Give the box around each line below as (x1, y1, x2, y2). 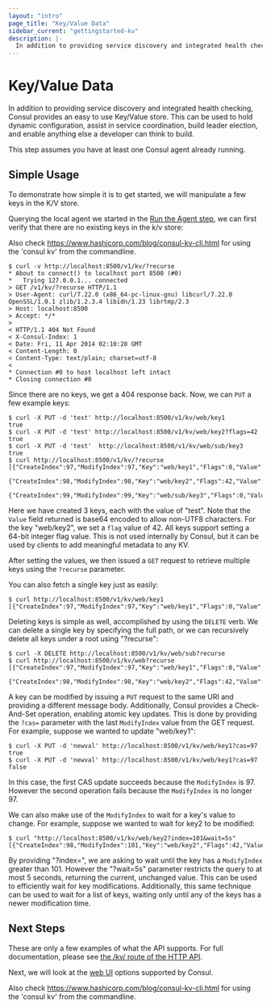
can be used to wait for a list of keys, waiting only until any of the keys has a (8, 889, 262, 899)
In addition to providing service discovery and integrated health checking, (8, 103, 254, 113)
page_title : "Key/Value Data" (8, 19, 110, 27)
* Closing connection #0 (8, 375, 92, 384)
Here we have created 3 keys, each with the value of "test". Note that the (8, 506, 252, 515)
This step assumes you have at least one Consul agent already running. (8, 145, 246, 154)
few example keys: (8, 397, 71, 408)
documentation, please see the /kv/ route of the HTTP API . (8, 951, 203, 961)
